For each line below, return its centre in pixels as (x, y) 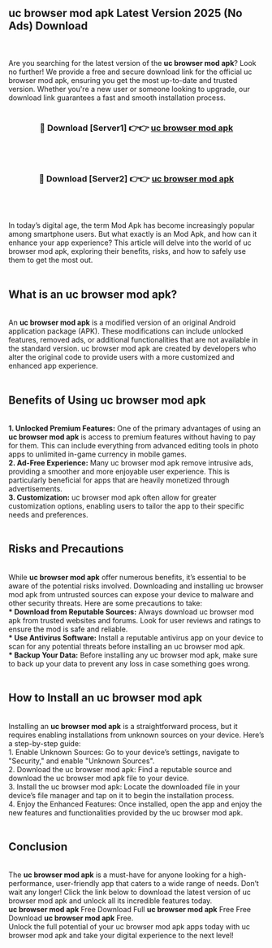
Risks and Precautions (66, 549)
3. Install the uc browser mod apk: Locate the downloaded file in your (124, 786)
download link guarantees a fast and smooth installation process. (117, 98)
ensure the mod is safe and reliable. (68, 629)
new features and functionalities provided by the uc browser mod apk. (126, 812)
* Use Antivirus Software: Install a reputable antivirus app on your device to (136, 637)
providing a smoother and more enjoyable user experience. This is (119, 472)
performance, (31, 884)
